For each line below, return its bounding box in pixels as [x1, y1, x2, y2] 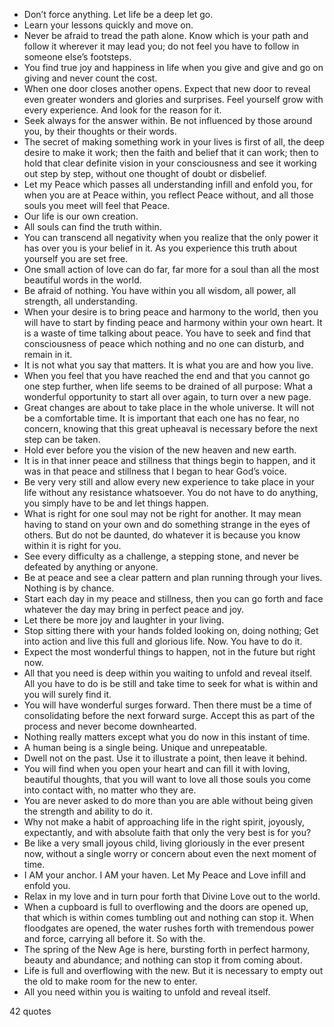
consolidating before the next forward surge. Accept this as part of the [23, 710, 316, 721]
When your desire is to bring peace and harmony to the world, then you [23, 306, 319, 318]
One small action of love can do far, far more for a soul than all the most [23, 264, 320, 275]
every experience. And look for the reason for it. [23, 104, 222, 116]
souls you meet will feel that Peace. [23, 200, 171, 211]
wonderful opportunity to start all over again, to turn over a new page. [23, 391, 312, 403]
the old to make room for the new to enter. [23, 975, 198, 987]
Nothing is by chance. [23, 582, 115, 594]
